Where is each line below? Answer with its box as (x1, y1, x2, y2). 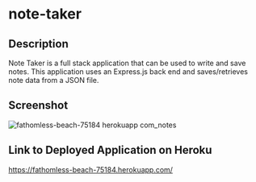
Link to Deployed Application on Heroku (8, 143, 212, 157)
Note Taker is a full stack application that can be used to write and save (8, 58, 246, 68)
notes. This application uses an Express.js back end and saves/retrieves (8, 67, 249, 77)
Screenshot (8, 98, 69, 113)
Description (8, 37, 69, 51)
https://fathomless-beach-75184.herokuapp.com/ (8, 164, 174, 174)
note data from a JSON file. (8, 76, 99, 85)
